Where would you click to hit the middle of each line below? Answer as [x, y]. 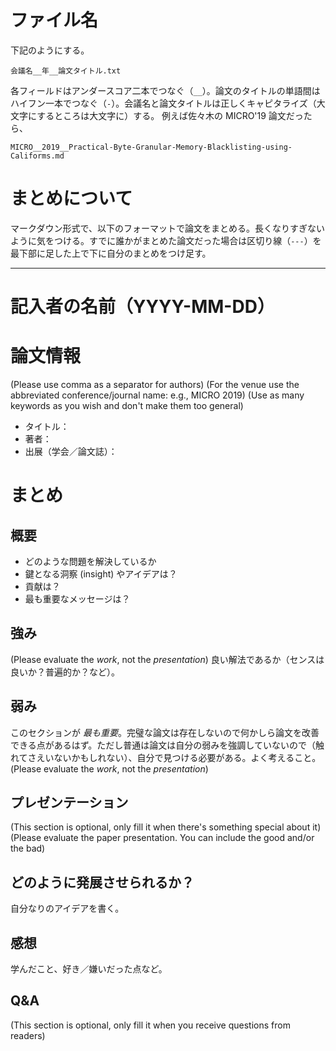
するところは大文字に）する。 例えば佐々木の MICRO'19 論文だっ [170, 115]
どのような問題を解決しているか [90, 561]
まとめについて [71, 198]
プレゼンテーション [69, 802]
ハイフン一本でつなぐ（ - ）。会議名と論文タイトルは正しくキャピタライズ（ [163, 103]
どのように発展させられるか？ [102, 882]
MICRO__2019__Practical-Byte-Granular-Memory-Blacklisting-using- [151, 147]
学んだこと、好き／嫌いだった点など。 [89, 969]
